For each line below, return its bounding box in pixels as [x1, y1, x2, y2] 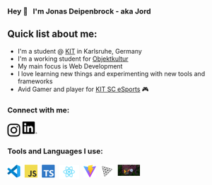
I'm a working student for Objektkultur [17, 54, 129, 63]
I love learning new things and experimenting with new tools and [17, 69, 206, 78]
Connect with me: [7, 105, 70, 115]
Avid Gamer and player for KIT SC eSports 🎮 [17, 85, 149, 93]
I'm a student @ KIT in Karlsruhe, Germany [17, 47, 143, 55]
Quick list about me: [7, 28, 98, 40]
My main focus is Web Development [17, 61, 123, 70]
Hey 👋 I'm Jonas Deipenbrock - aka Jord [7, 6, 151, 16]
